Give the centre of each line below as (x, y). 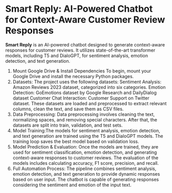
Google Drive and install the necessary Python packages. (73, 76)
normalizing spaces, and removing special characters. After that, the (85, 119)
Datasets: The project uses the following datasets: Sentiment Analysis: (87, 82)
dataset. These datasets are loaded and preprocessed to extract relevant (90, 103)
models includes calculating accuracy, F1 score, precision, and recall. (86, 163)
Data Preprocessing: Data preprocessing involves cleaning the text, (84, 114)
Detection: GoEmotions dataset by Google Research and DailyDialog (85, 92)
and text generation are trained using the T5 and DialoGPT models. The (88, 136)
